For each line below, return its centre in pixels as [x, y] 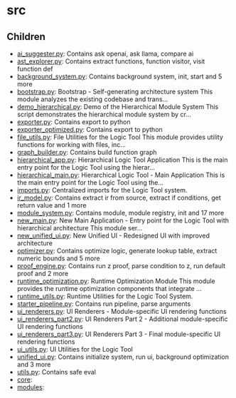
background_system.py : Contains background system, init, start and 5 [119, 76]
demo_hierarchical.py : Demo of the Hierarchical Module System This [118, 107]
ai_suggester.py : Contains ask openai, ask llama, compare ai [105, 53]
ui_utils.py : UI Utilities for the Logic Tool [75, 349]
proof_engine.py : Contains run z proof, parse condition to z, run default [121, 266]
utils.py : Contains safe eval [57, 372]
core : [25, 379]
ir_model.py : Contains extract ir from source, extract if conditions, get [119, 198]
